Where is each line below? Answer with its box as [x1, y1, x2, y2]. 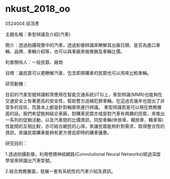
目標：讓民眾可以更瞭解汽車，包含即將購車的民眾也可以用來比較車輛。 [5, 69, 152, 76]
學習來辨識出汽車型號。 [5, 157, 54, 163]
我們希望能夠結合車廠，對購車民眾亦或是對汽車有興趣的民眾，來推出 [22, 110, 165, 117]
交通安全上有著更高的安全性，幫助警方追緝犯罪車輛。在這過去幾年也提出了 [5, 97, 160, 104]
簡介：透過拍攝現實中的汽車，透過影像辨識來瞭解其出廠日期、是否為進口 [5, 42, 156, 48]
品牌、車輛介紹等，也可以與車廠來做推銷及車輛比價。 [14, 48, 125, 54]
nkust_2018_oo [5, 3, 70, 15]
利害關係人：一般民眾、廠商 [5, 59, 63, 65]
